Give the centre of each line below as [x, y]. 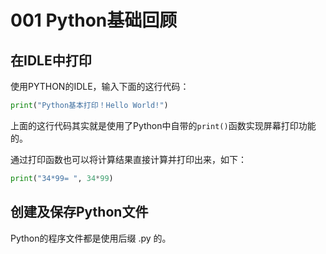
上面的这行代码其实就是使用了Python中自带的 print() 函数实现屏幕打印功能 [163, 125]
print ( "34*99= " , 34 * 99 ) [62, 178]
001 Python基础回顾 [94, 20]
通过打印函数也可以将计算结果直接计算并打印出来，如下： [128, 159]
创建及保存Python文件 [79, 212]
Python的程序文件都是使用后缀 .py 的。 [91, 238]
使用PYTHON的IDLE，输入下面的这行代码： [100, 86]
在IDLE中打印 [51, 60]
